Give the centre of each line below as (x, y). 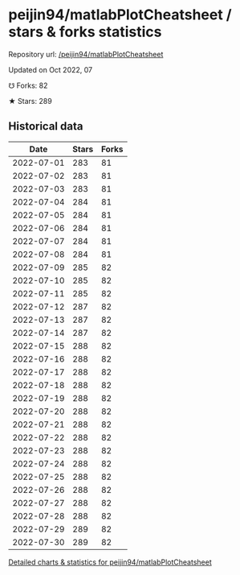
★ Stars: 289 (30, 101)
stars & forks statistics (85, 32)
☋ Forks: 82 (28, 85)
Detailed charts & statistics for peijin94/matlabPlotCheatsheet (110, 562)
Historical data (46, 126)
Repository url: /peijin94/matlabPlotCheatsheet (86, 54)
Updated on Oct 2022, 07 (51, 69)
